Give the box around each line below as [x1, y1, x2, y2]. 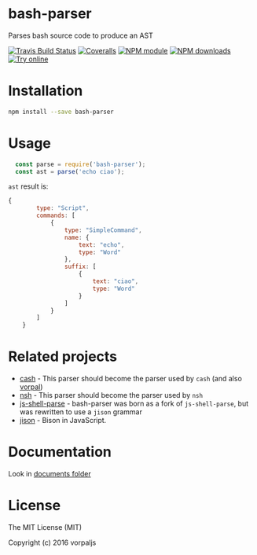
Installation [8, 82, 83, 100]
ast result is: [8, 182, 49, 191]
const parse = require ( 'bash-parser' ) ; [15, 160, 146, 168]
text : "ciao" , [92, 277, 139, 285]
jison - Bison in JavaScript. [19, 416, 107, 425]
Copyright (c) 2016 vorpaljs [8, 538, 97, 547]
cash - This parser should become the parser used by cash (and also [19, 374, 242, 384]
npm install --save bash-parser [8, 108, 114, 116]
